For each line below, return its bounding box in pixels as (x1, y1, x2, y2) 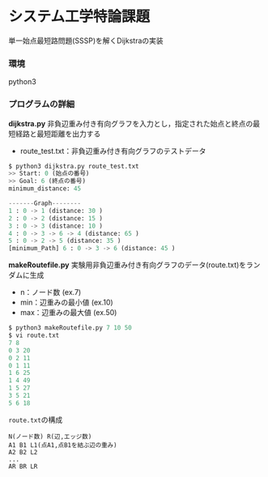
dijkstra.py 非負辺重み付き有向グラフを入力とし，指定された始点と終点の (8, 118, 253, 128)
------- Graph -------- (8, 199, 82, 207)
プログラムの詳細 (8, 99, 75, 110)
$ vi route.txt (8, 331, 60, 340)
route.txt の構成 (8, 415, 63, 424)
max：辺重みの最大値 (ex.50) (19, 308, 117, 317)
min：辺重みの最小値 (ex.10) (19, 297, 113, 308)
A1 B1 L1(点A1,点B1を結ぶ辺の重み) (8, 441, 117, 449)
